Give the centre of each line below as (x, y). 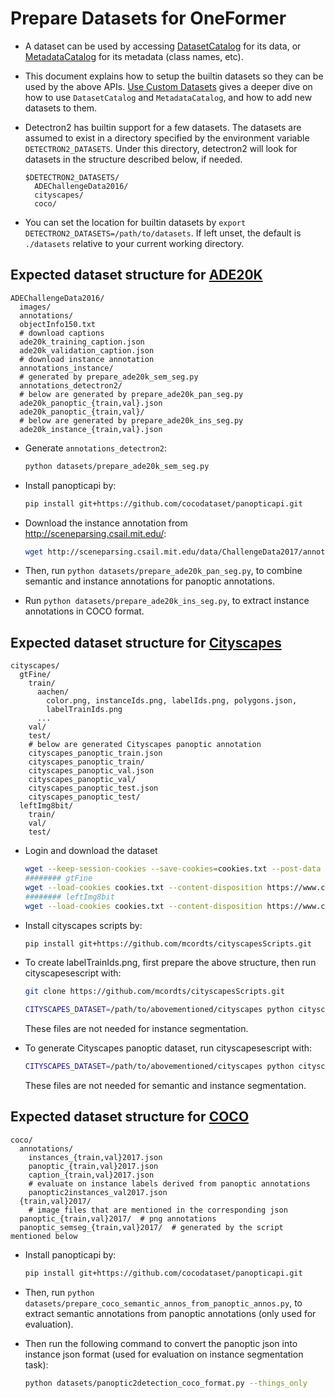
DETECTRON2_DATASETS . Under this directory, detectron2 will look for (161, 148)
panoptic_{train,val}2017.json (93, 1166)
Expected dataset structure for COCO (130, 1117)
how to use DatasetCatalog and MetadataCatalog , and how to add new (168, 97)
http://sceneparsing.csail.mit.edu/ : (95, 533)
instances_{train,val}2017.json (95, 1157)
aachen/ (53, 692)
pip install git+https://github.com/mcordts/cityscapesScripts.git (168, 943)
